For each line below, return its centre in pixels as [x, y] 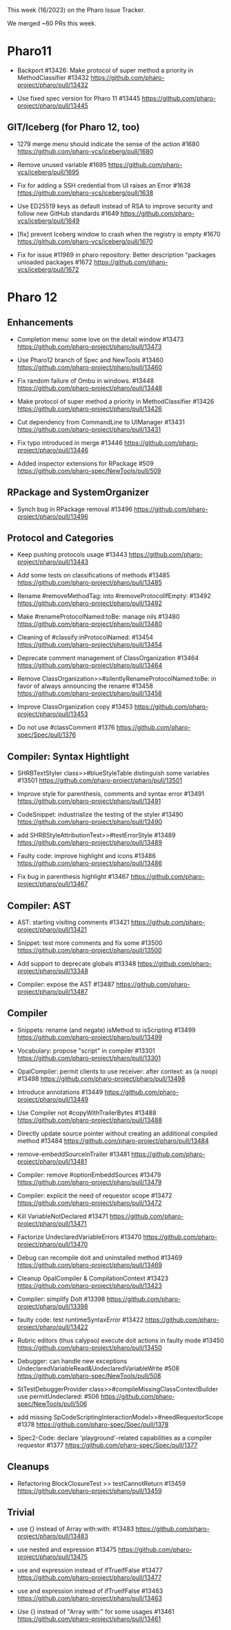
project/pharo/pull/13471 [52, 1223]
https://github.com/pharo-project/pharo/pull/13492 [89, 604]
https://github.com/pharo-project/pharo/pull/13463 [90, 1598]
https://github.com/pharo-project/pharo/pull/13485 [89, 583]
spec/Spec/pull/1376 [47, 735]
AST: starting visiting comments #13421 [73, 922]
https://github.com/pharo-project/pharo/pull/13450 [89, 1347]
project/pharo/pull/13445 [52, 106]
